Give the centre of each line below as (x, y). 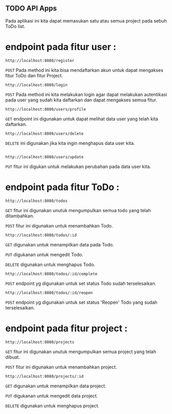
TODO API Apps (31, 8)
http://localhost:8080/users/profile (46, 109)
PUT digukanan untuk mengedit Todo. (44, 254)
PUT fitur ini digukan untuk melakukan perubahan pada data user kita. (78, 167)
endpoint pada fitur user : (61, 47)
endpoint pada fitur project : (66, 328)
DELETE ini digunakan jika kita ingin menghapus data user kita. (70, 143)
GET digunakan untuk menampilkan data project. (56, 386)
